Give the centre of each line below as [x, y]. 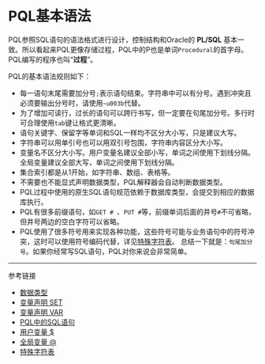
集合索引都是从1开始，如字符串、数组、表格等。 [97, 172]
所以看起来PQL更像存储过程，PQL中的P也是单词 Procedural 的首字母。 [135, 49]
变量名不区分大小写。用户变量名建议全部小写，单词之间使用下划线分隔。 [137, 152]
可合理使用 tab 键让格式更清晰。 [70, 123]
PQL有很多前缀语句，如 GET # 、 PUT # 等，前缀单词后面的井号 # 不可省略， [138, 211]
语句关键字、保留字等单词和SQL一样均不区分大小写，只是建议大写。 [130, 132]
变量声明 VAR [41, 312]
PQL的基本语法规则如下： [50, 76]
